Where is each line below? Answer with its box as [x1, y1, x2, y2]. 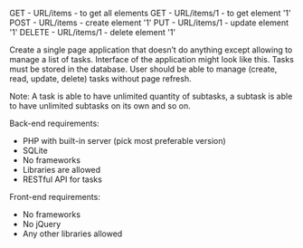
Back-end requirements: [9, 118, 99, 129]
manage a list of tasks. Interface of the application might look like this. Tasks [9, 54, 294, 64]
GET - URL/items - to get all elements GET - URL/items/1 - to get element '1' [9, 8, 291, 18]
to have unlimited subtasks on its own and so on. [9, 100, 192, 111]
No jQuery [22, 219, 62, 229]
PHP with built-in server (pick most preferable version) [22, 136, 226, 146]
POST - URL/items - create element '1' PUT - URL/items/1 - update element [9, 17, 289, 28]
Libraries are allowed [22, 165, 101, 175]
